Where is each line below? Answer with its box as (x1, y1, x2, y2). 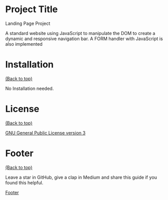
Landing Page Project (5, 20, 50, 26)
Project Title (5, 4, 58, 15)
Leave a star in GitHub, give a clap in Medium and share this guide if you (5, 174, 157, 180)
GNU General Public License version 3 (5, 129, 86, 136)
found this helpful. (5, 179, 44, 186)
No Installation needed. (5, 85, 54, 91)
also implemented (5, 41, 43, 47)
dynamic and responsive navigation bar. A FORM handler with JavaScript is (5, 36, 163, 42)
